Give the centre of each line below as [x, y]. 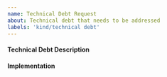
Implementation [31, 66]
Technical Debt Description [49, 49]
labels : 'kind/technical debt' [54, 27]
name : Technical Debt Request [52, 14]
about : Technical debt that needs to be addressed [84, 20]
